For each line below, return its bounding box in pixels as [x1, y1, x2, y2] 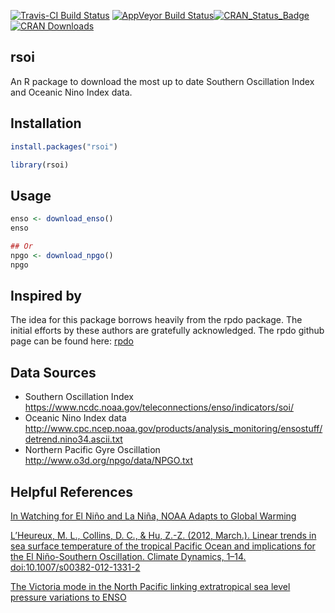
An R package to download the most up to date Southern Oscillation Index [10, 75, 315, 87]
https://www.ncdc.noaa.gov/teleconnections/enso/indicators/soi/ [24, 401, 294, 414]
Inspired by [10, 287, 82, 304]
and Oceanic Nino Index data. [10, 86, 133, 98]
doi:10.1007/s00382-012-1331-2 [10, 561, 141, 573]
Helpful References [10, 483, 133, 500]
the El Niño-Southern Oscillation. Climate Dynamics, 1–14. [10, 551, 247, 562]
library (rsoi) [10, 160, 70, 170]
